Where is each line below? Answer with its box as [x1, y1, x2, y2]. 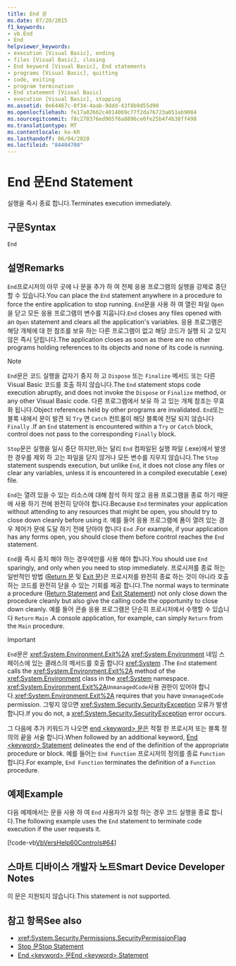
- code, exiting [7, 76, 55, 83]
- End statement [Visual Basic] [7, 89, 102, 96]
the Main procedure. [7, 621, 65, 630]
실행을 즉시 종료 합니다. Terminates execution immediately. [7, 199, 173, 208]
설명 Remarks [7, 262, 65, 274]
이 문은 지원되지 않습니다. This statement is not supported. [7, 892, 171, 900]
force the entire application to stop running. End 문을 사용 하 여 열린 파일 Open [7, 299, 224, 308]
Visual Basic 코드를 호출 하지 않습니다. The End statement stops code [7, 380, 201, 388]
